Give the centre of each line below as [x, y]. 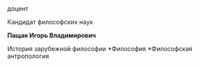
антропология [28, 56]
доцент [18, 9]
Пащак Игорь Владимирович [52, 35]
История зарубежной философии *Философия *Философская [100, 49]
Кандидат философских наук [50, 22]
